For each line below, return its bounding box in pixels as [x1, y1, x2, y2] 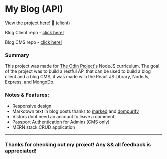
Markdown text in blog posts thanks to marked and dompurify [12, 108, 139, 114]
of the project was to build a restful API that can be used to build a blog [5, 68, 151, 74]
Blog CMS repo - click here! [5, 39, 62, 45]
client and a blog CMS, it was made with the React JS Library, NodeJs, [5, 74, 150, 80]
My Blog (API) [5, 3, 63, 15]
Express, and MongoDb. [5, 79, 55, 85]
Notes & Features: [5, 91, 50, 98]
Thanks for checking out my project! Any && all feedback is [5, 141, 151, 148]
